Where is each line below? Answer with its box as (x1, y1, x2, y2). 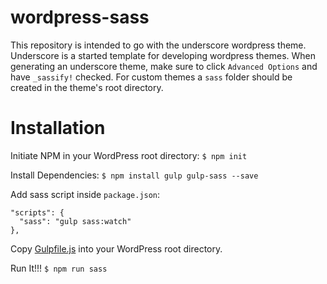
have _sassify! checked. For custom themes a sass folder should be (10, 71, 293, 83)
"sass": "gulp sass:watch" (19, 216, 132, 226)
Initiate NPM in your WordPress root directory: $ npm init (10, 149, 248, 161)
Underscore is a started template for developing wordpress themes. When (10, 49, 317, 61)
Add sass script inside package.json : (10, 188, 161, 200)
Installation (10, 117, 106, 140)
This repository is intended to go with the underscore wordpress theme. (10, 39, 307, 51)
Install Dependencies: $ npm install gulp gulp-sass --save (10, 169, 259, 181)
